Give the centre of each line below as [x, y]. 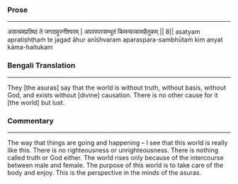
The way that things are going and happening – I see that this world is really [118, 142]
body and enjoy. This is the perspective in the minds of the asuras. [104, 172]
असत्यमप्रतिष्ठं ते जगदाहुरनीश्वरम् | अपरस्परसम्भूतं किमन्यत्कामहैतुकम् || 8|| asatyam [104, 32]
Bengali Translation [41, 66]
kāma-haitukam [30, 47]
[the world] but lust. [36, 102]
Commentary [31, 121]
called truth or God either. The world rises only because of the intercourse [116, 157]
